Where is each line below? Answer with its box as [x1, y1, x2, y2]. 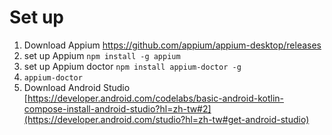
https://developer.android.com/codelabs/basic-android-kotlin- [27, 92, 284, 104]
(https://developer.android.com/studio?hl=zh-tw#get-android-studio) [23, 113, 310, 125]
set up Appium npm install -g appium [23, 49, 181, 61]
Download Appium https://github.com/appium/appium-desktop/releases [23, 39, 322, 51]
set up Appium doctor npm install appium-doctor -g [23, 60, 242, 72]
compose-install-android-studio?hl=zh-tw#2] [23, 102, 212, 115]
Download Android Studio [23, 81, 131, 93]
